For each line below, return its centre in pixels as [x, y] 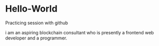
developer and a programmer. [36, 38]
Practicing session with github [37, 23]
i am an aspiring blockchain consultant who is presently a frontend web [80, 32]
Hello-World [31, 9]
